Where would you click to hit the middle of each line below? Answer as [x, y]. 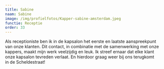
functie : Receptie [24, 23]
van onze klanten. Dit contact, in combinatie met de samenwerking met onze [82, 47]
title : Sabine [20, 9]
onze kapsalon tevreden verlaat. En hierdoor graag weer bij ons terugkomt [80, 57]
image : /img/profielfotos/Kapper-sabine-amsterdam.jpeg [63, 18]
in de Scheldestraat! [25, 62]
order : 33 [15, 28]
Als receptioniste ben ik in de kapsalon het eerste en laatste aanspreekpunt [81, 41]
